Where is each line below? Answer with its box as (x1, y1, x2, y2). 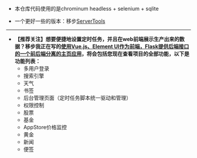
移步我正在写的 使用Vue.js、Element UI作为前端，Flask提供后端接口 (25, 43, 189, 50)
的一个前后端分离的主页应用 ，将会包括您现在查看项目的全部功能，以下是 (14, 51, 189, 57)
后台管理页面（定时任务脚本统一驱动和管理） (23, 95, 132, 101)
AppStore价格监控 (23, 124, 67, 130)
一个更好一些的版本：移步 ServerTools (14, 18, 106, 25)
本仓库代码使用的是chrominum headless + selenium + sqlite (14, 5, 159, 12)
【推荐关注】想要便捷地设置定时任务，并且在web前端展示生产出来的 (14, 36, 180, 42)
